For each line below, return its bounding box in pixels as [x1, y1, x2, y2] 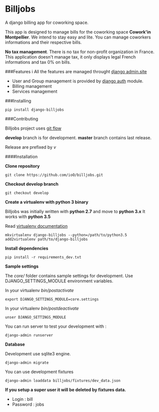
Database [5, 341, 25, 347]
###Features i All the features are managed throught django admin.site [5, 68, 147, 74]
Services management [12, 88, 57, 94]
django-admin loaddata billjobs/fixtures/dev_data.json [5, 378, 121, 383]
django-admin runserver [5, 333, 53, 337]
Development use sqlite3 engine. [5, 351, 71, 356]
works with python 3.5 [5, 214, 51, 219]
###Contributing [5, 116, 38, 121]
